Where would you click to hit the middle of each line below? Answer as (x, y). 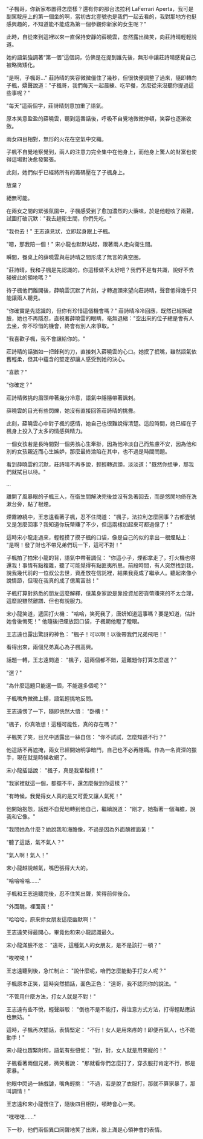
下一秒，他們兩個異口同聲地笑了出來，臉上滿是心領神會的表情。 (85, 1130)
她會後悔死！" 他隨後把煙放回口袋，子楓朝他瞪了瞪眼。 (75, 621)
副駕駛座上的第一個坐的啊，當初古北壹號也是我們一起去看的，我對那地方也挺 (101, 16)
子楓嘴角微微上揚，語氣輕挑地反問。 (51, 698)
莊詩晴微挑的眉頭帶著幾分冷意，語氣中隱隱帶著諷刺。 (72, 398)
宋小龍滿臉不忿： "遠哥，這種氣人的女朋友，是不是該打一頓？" (84, 945)
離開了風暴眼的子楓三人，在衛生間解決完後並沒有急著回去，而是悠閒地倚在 (99, 496)
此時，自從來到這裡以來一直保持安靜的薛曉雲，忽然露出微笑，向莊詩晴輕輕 (99, 37)
